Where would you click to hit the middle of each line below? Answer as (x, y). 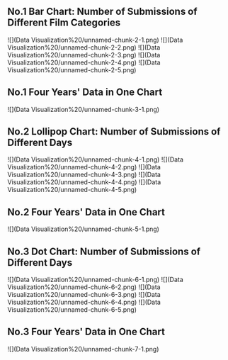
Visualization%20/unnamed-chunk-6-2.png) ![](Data (84, 287)
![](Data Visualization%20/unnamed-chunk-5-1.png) (83, 229)
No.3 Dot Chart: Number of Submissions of (104, 251)
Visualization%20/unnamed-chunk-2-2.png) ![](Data (84, 47)
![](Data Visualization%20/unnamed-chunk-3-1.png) (84, 109)
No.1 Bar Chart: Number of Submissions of (102, 12)
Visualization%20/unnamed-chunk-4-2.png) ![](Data (84, 167)
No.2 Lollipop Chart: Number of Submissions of (114, 131)
